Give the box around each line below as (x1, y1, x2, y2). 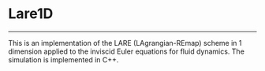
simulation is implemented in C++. (8, 54, 119, 64)
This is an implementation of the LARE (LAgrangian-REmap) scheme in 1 (8, 38, 242, 47)
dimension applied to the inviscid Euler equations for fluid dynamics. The (8, 47, 244, 56)
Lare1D (8, 5, 54, 23)
